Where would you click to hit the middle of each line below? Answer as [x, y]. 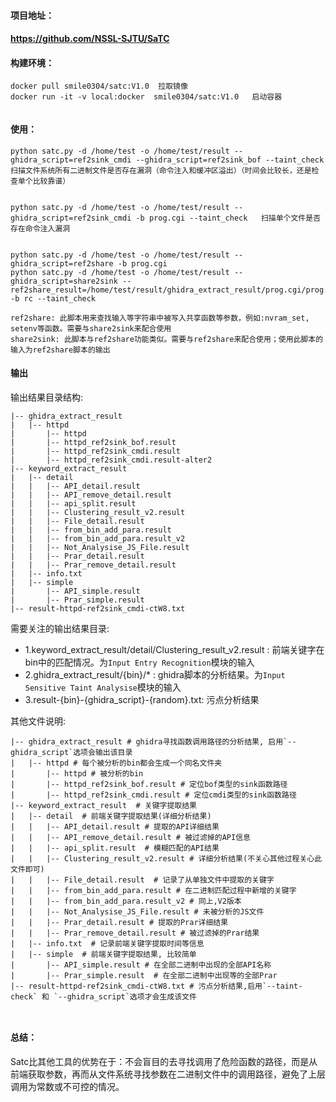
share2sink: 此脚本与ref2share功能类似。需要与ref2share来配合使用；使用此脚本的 [167, 339]
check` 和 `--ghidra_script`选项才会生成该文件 [103, 996]
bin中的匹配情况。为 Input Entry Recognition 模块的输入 [139, 662]
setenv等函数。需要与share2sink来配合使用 [91, 328]
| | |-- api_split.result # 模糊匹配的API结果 [115, 848]
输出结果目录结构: [47, 397]
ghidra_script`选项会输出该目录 [71, 752]
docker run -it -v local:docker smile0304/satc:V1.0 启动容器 [146, 97]
